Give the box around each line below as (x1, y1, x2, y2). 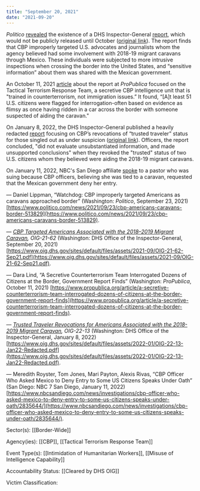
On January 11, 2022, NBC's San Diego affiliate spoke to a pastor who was (6, 166, 189, 174)
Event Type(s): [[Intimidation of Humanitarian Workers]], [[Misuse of (6, 449, 174, 456)
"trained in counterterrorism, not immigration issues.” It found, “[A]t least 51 (6, 93, 192, 100)
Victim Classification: (6, 478, 59, 486)
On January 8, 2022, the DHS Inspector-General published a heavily (6, 123, 174, 131)
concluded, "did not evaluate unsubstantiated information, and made (6, 143, 175, 150)
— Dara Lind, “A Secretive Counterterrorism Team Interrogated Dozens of (6, 271, 187, 278)
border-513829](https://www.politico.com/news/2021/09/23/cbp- (6, 210, 168, 217)
